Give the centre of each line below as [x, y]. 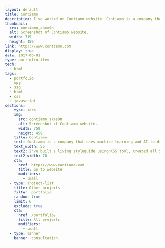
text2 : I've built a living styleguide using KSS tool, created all [85, 151]
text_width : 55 [29, 147]
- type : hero [23, 110]
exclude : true [28, 206]
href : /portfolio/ [37, 215]
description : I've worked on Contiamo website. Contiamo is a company [79, 19]
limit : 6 [23, 201]
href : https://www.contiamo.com [51, 165]
